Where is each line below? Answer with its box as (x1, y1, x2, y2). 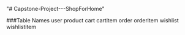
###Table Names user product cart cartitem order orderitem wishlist (6, 17, 179, 24)
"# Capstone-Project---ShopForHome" (6, 5, 105, 12)
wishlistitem (6, 24, 37, 30)
